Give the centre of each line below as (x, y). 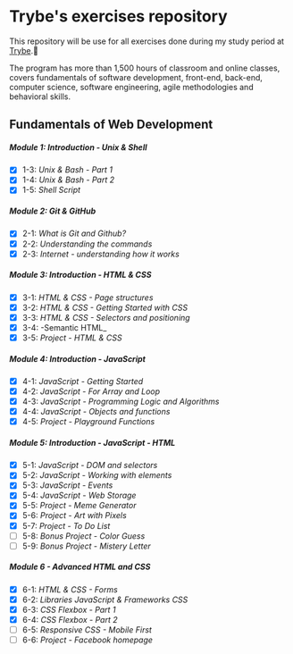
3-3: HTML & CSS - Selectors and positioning (106, 317)
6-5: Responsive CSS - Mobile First (87, 629)
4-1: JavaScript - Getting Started (83, 381)
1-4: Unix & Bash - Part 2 (68, 180)
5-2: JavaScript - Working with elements (97, 475)
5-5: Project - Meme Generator (79, 506)
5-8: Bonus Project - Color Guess (84, 536)
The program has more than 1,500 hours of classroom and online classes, (145, 68)
